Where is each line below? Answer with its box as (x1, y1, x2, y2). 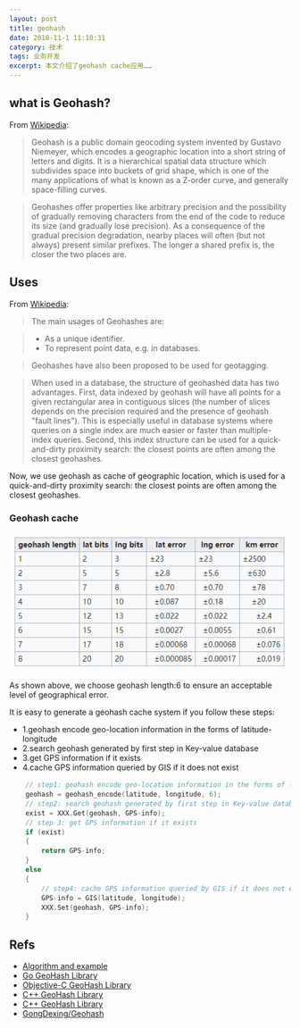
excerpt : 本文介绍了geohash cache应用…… (9, 62, 153, 71)
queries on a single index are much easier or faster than (30, 424, 237, 435)
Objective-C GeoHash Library (21, 980, 132, 990)
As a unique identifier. (44, 333, 125, 344)
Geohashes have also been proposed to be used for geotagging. (30, 360, 270, 371)
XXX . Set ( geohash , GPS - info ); (41, 903, 150, 912)
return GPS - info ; (41, 847, 105, 856)
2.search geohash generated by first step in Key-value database (21, 743, 259, 754)
